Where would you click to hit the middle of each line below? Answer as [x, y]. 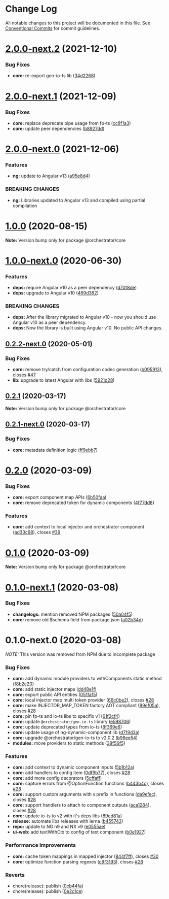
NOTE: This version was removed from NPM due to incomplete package [80, 654]
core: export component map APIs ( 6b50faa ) [59, 497]
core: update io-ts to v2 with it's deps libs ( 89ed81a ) [67, 816]
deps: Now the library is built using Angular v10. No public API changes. [88, 328]
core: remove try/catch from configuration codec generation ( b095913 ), [88, 370]
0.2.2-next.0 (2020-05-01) [49, 344]
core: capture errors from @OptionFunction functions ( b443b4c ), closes [88, 784]
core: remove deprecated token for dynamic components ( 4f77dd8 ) [83, 503]
